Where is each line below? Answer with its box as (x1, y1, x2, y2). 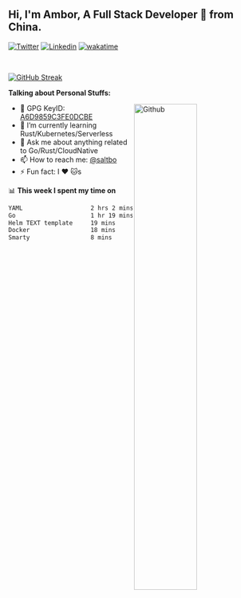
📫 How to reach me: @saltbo (19, 155, 117, 164)
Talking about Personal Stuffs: (8, 88, 111, 97)
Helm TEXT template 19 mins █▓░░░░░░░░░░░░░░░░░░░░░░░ (8, 218, 238, 227)
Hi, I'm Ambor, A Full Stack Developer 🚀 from (8, 8, 234, 22)
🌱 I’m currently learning (19, 120, 97, 130)
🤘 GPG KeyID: (19, 103, 65, 112)
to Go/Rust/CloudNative (19, 145, 98, 155)
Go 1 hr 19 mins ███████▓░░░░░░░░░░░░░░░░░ (8, 211, 238, 219)
